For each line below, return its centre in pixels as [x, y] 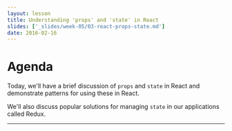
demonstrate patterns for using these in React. [74, 93]
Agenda [30, 67]
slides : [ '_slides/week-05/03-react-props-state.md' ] [86, 26]
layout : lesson [29, 13]
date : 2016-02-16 [32, 33]
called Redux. [27, 114]
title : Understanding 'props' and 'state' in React [83, 20]
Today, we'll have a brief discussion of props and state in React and [104, 86]
